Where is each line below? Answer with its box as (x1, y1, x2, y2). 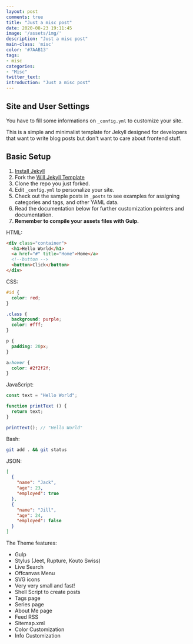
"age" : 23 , (16, 485, 44, 491)
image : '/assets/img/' (6, 31, 62, 36)
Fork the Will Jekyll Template (14, 173, 85, 181)
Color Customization (14, 626, 65, 633)
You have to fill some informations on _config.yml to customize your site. (6, 117, 184, 124)
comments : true (6, 14, 44, 20)
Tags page (14, 595, 41, 602)
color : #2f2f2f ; (11, 365, 51, 371)
